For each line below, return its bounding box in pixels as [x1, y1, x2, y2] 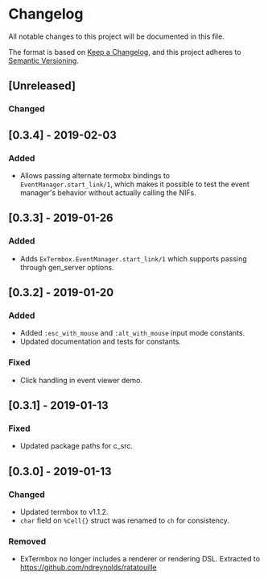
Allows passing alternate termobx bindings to [19, 170, 171, 180]
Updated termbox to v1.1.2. [19, 507, 109, 516]
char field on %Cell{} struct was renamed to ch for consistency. [19, 515, 229, 525]
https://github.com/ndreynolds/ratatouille [19, 562, 157, 573]
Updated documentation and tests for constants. [19, 336, 181, 347]
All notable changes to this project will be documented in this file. [8, 31, 225, 41]
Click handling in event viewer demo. [19, 375, 143, 385]
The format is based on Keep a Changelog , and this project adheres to [8, 47, 241, 56]
